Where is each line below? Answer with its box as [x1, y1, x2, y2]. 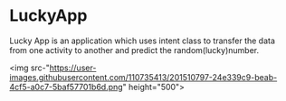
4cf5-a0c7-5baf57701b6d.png [9, 81, 124, 92]
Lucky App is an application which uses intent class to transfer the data [9, 35, 276, 46]
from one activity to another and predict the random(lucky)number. [9, 44, 260, 55]
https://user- [49, 62, 97, 73]
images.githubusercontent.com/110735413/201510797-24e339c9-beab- [9, 71, 278, 82]
